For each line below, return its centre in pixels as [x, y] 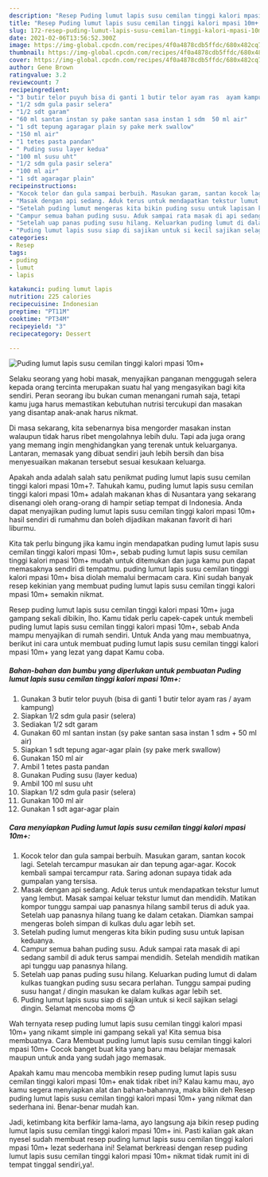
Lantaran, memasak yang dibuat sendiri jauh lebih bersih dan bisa [117, 453]
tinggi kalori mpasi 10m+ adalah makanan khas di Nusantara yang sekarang [133, 494]
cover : [20, 61]
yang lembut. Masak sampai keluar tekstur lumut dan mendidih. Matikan [138, 898]
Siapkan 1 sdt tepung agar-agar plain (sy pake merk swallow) [120, 750]
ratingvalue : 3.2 [38, 75]
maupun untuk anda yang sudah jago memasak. [87, 1057]
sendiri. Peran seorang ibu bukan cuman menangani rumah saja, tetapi [125, 396]
